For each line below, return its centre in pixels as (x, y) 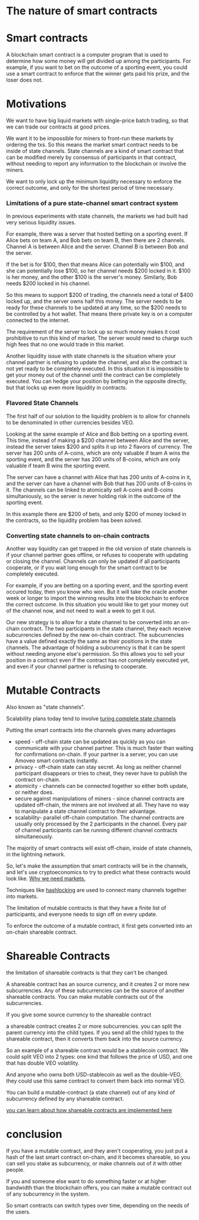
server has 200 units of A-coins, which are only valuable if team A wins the (98, 453)
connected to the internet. (38, 320)
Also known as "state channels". (45, 707)
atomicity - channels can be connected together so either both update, (102, 786)
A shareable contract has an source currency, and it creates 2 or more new (98, 984)
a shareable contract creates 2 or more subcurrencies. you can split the (94, 1026)
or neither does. (34, 792)
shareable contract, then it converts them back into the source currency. (95, 1038)
